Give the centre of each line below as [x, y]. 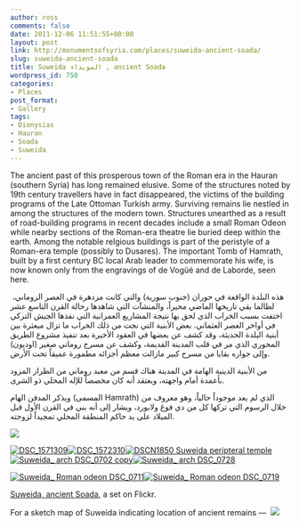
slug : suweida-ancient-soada [64, 59]
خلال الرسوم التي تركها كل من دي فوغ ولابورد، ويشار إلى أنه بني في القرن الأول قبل [149, 407]
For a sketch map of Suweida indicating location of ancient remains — [138, 512]
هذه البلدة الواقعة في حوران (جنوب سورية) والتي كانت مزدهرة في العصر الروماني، [148, 296]
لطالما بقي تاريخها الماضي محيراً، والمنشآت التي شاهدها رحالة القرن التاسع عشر [142, 306]
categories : [32, 84]
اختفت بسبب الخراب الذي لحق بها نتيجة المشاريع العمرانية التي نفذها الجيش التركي [146, 315]
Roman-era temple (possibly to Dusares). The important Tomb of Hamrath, [147, 251]
